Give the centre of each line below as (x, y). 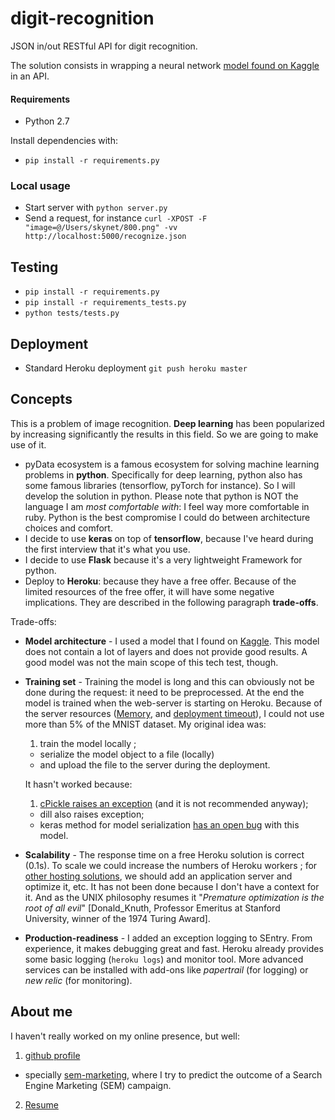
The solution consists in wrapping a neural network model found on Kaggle (165, 65)
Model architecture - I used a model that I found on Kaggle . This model (172, 641)
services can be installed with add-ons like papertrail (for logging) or (166, 969)
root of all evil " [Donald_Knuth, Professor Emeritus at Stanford (152, 908)
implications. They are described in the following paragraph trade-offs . (171, 602)
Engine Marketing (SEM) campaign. (98, 1085)
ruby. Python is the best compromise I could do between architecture (167, 517)
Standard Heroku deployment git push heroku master (136, 368)
